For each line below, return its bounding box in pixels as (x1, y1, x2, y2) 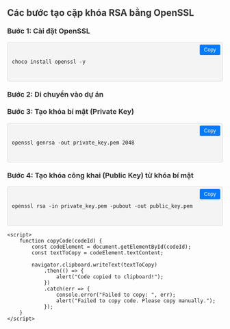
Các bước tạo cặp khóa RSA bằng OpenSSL (7, 7, 194, 19)
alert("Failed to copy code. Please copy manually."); (55, 297, 216, 304)
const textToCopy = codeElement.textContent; (31, 249, 164, 256)
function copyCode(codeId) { (19, 238, 103, 245)
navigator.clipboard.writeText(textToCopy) (31, 262, 157, 269)
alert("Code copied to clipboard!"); (55, 273, 164, 280)
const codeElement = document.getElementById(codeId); (31, 243, 192, 251)
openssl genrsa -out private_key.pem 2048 (12, 139, 135, 146)
